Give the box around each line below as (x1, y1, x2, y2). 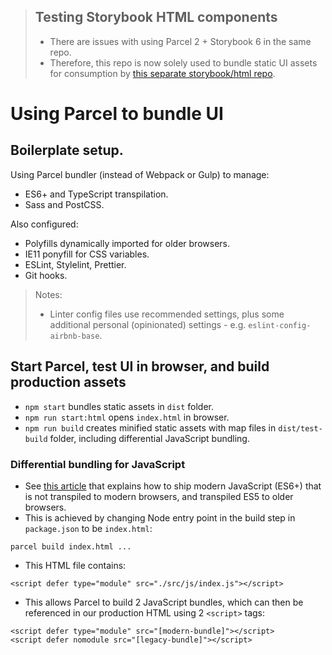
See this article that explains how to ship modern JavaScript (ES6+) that (24, 480, 322, 492)
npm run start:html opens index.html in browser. (24, 411, 230, 423)
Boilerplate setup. (10, 142, 124, 159)
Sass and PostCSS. (24, 198, 105, 210)
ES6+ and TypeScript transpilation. (24, 188, 169, 200)
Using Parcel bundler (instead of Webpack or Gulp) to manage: (10, 168, 270, 180)
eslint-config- (248, 320, 312, 330)
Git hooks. (24, 269, 68, 281)
